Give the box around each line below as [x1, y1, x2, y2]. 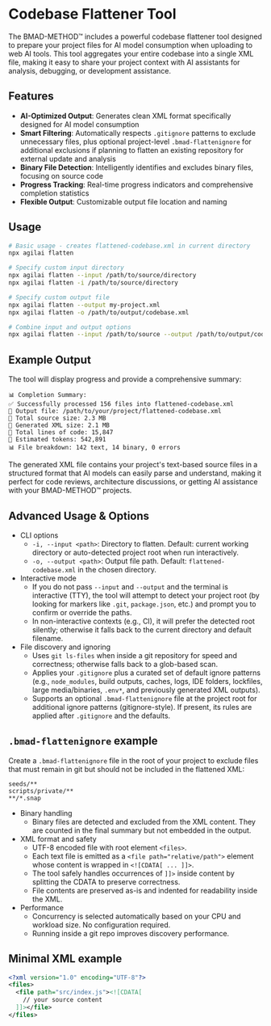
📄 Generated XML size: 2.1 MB [8, 421, 110, 429]
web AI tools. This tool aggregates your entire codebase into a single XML [8, 49, 254, 58]
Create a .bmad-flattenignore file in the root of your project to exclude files [8, 755, 259, 765]
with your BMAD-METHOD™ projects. [8, 486, 132, 496]
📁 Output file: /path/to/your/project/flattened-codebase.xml [8, 407, 222, 416]
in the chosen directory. [77, 564, 157, 574]
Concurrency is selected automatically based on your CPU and [31, 911, 241, 921]
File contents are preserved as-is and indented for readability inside [31, 885, 258, 895]
